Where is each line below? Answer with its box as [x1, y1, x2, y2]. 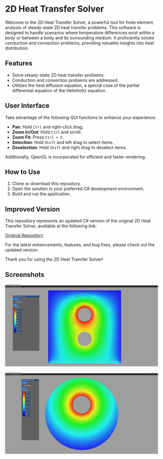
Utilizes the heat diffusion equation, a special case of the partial [12, 82, 140, 88]
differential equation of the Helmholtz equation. [12, 87, 107, 93]
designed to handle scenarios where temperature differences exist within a [5, 30, 155, 35]
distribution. [5, 45, 29, 51]
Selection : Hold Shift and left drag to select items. [12, 139, 114, 145]
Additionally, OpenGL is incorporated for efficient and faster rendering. [5, 154, 147, 159]
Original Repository [5, 233, 44, 238]
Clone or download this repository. [12, 181, 81, 187]
